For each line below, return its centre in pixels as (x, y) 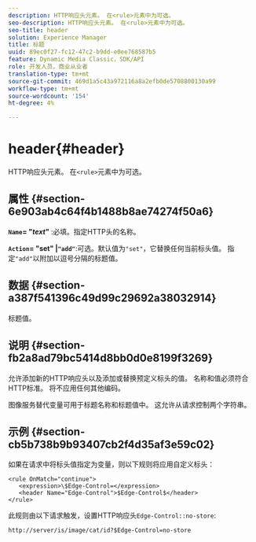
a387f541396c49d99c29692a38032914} (112, 299)
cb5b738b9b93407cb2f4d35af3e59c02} (112, 444)
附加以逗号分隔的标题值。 (80, 258)
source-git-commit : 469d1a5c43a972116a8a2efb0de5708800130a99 (112, 81)
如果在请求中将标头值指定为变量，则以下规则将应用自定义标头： (111, 464)
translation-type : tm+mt (49, 74)
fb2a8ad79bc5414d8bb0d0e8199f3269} (111, 358)
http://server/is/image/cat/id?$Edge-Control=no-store (100, 531)
